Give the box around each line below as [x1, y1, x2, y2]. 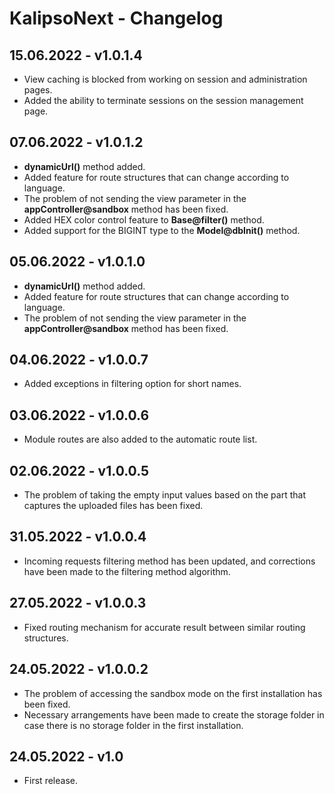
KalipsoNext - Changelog [9, 7, 224, 30]
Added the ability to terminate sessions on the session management [23, 95, 304, 106]
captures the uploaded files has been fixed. [23, 500, 204, 512]
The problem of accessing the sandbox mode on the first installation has [23, 687, 323, 699]
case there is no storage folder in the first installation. [23, 719, 244, 731]
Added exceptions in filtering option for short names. [23, 378, 242, 390]
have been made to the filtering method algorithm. [23, 565, 231, 577]
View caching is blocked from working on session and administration [23, 73, 308, 85]
